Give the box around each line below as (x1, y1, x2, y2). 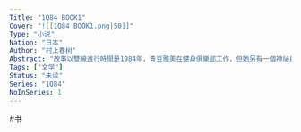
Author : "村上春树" (9, 46, 77, 55)
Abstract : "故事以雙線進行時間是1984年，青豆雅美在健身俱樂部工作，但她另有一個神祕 (9, 54, 289, 63)
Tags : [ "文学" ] (9, 63, 64, 72)
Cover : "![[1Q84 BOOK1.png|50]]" (9, 21, 134, 30)
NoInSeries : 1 (9, 87, 63, 96)
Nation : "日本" (9, 37, 64, 47)
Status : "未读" (9, 71, 64, 80)
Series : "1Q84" (9, 79, 66, 88)
